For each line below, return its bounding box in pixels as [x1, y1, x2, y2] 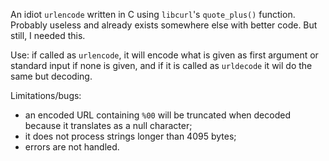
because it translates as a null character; [24, 120, 193, 131]
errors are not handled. [24, 141, 120, 153]
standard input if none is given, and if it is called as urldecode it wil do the [10, 60, 313, 71]
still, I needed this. [10, 30, 86, 41]
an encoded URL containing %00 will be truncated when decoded [24, 109, 291, 121]
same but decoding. [10, 70, 93, 82]
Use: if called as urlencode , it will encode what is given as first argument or [10, 49, 319, 61]
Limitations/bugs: [10, 90, 82, 101]
